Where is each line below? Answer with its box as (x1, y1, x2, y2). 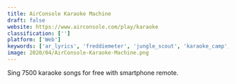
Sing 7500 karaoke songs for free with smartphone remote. (7, 68, 179, 77)
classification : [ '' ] (7, 29, 71, 37)
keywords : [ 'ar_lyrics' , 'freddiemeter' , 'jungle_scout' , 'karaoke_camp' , (7, 43, 231, 50)
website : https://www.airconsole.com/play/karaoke (7, 23, 159, 30)
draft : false (7, 17, 46, 24)
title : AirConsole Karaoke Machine (7, 10, 112, 17)
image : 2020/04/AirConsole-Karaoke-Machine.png (7, 50, 150, 57)
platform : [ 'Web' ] (7, 36, 61, 43)
